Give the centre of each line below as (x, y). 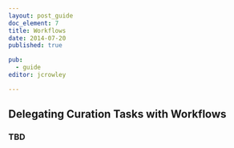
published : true (35, 46)
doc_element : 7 (34, 23)
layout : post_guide (41, 16)
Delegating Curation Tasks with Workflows (117, 114)
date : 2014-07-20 (37, 38)
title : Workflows (37, 30)
